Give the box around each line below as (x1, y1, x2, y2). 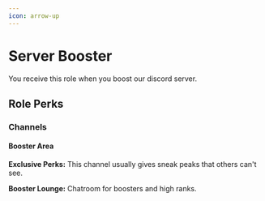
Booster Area (8, 141, 54, 151)
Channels (8, 121, 47, 132)
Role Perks (8, 96, 64, 110)
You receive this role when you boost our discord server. (8, 74, 197, 83)
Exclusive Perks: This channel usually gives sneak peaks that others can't (8, 160, 257, 169)
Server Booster (8, 46, 113, 65)
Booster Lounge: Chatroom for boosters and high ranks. (8, 184, 197, 194)
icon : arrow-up (8, 11, 60, 20)
